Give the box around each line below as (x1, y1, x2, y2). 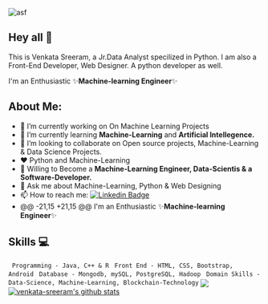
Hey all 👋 (8, 30, 53, 44)
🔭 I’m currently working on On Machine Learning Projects (19, 121, 210, 131)
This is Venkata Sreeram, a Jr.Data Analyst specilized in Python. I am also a (8, 52, 257, 62)
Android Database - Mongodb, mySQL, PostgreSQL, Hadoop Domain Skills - (8, 270, 261, 278)
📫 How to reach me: (19, 189, 89, 200)
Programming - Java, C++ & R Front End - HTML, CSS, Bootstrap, (11, 261, 233, 270)
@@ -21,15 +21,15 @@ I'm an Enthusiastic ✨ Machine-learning (19, 201, 225, 211)
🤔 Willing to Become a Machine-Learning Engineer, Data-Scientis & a (19, 164, 253, 173)
